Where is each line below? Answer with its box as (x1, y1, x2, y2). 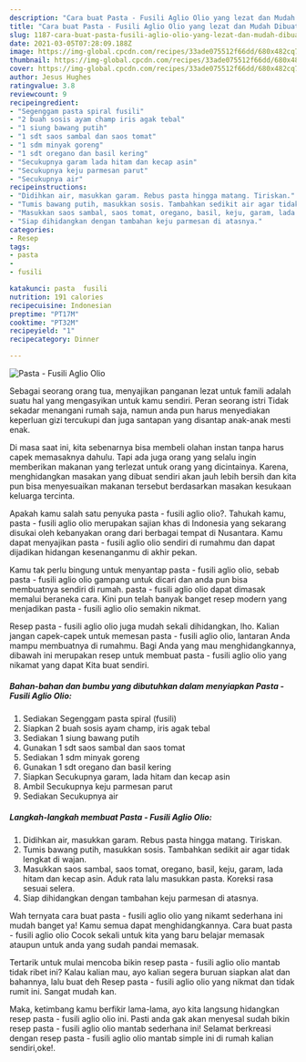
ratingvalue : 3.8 (9, 81, 76, 90)
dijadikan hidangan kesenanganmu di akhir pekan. (9, 547, 198, 557)
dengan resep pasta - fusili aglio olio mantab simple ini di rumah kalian (9, 1032, 274, 1044)
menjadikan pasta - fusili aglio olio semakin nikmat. (9, 603, 201, 613)
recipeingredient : (9, 98, 79, 108)
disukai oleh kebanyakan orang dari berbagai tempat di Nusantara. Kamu (9, 528, 283, 538)
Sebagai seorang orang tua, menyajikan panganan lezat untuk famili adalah (9, 386, 291, 397)
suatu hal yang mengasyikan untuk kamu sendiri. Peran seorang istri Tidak (9, 396, 290, 406)
